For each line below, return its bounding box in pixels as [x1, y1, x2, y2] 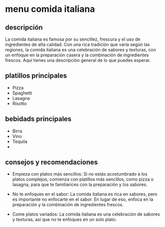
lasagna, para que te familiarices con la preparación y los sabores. [12, 182, 148, 187]
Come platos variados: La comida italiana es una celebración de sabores [12, 211, 160, 217]
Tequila [12, 138, 28, 144]
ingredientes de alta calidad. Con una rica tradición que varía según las [5, 42, 150, 47]
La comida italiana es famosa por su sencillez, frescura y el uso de [5, 36, 141, 42]
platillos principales [5, 72, 67, 80]
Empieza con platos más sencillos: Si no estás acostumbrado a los [12, 171, 148, 177]
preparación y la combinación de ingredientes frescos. [12, 202, 124, 208]
